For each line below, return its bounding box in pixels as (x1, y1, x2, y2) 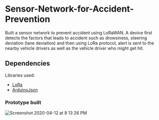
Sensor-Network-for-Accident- (5, 3, 134, 15)
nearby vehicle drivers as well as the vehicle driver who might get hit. (5, 45, 144, 51)
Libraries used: (5, 72, 35, 78)
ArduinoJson (12, 86, 38, 93)
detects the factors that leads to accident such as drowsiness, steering (5, 35, 147, 41)
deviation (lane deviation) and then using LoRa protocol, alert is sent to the (5, 40, 154, 46)
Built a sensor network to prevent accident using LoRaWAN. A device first (5, 30, 152, 35)
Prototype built (5, 99, 41, 105)
